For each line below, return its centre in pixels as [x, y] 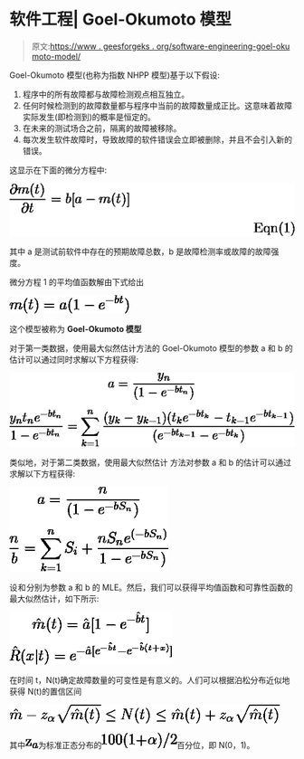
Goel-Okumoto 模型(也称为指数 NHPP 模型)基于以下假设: [114, 75]
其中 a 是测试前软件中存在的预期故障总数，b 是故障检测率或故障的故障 [140, 251]
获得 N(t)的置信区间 [46, 691]
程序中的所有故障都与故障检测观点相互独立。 [106, 94]
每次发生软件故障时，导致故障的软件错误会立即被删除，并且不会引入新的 [157, 139]
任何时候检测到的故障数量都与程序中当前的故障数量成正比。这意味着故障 [157, 105]
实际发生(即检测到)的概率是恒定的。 [89, 117]
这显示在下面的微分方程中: [58, 170]
